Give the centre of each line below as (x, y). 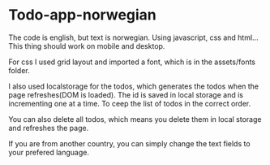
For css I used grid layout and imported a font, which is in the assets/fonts (132, 62)
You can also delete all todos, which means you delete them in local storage (135, 119)
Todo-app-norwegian (82, 15)
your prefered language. (49, 152)
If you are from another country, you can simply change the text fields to (129, 143)
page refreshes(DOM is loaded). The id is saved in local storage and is (126, 94)
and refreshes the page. (49, 128)
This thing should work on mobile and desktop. (87, 46)
